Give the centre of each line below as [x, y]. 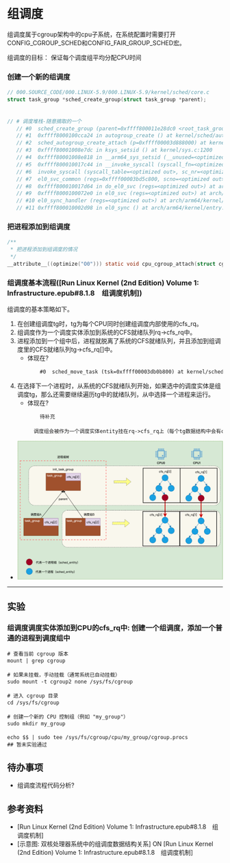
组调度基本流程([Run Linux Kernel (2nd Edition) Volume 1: [103, 283]
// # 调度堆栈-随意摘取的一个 [44, 121]
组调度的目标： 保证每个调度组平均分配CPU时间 [74, 57]
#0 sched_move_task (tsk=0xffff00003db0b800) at [112, 372]
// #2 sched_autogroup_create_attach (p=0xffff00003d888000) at [111, 143]
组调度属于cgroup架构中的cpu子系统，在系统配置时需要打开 [91, 34]
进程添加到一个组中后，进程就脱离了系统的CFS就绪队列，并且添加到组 [116, 341]
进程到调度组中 [46, 638]
